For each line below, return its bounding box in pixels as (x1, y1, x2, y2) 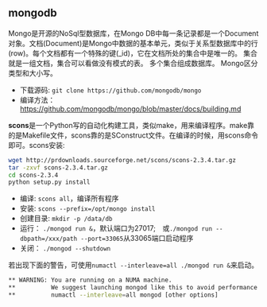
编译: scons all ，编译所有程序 (19, 194, 119, 204)
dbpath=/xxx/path (19, 235, 78, 243)
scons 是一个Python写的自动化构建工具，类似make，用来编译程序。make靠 (8, 120, 255, 130)
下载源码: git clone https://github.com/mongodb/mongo (19, 85, 202, 95)
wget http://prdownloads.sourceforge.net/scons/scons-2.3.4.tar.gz (8, 156, 237, 164)
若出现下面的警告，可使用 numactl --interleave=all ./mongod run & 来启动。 (8, 260, 259, 270)
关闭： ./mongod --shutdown (19, 243, 111, 253)
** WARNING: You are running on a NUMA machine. (8, 276, 172, 285)
